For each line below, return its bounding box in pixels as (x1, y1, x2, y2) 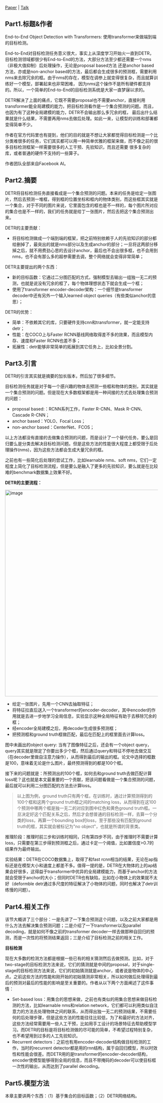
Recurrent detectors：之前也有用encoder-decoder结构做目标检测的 (12, 1039, 147, 1045)
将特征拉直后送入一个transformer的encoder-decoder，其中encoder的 (12, 707, 152, 713)
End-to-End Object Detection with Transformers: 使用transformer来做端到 (5, 34, 153, 39)
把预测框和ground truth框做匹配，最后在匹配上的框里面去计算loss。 (12, 731, 147, 737)
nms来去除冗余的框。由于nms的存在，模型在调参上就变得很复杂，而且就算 (5, 75, 154, 80)
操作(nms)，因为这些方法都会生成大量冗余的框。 (9, 447, 106, 453)
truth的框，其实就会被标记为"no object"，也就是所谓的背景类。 (16, 824, 143, 829)
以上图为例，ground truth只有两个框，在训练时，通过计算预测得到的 (16, 793, 153, 799)
